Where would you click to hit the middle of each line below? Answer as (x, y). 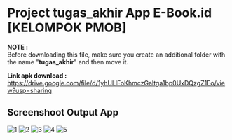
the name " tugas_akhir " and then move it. (68, 62)
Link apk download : (37, 76)
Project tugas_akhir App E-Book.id (110, 13)
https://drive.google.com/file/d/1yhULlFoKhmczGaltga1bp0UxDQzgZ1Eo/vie (116, 83)
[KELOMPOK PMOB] (67, 28)
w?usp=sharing (30, 90)
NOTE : (18, 47)
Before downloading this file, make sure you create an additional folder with (116, 55)
